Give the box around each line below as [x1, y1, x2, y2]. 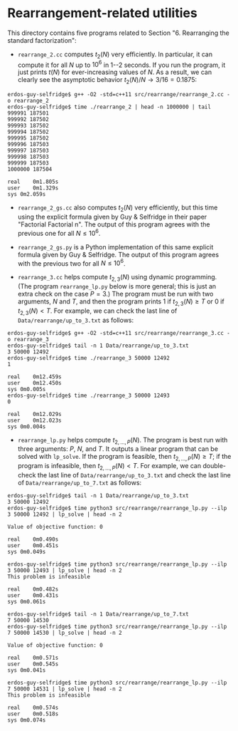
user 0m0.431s [7, 592, 59, 599]
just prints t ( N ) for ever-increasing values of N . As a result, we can [17, 68, 212, 76]
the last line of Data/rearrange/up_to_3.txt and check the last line [37, 471, 231, 479]
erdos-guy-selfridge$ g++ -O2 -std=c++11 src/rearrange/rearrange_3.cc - [7, 329, 231, 336]
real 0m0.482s [7, 586, 59, 593]
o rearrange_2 [7, 98, 50, 105]
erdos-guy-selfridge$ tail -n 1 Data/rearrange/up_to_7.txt [7, 611, 190, 618]
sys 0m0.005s [7, 385, 46, 393]
